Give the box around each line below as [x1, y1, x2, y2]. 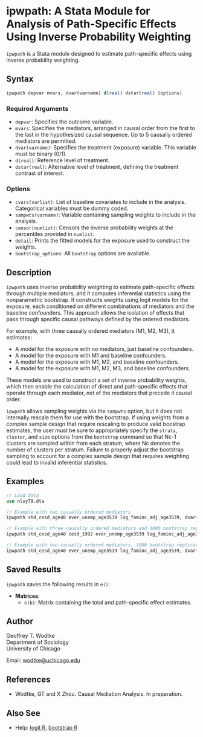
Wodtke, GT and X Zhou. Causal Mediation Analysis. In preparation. [14, 690, 183, 698]
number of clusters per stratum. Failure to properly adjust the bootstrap [6, 446, 184, 453]
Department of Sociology [6, 638, 69, 646]
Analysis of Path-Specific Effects [6, 17, 176, 31]
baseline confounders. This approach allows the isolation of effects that [6, 309, 185, 316]
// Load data [6, 492, 39, 499]
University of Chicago [6, 645, 60, 652]
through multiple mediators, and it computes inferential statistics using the [6, 290, 191, 297]
